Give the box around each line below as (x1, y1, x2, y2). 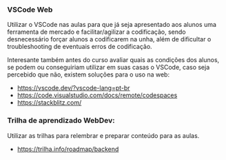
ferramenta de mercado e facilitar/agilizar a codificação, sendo (7, 28, 186, 36)
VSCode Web (7, 5, 53, 14)
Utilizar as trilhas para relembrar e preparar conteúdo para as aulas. (7, 131, 200, 139)
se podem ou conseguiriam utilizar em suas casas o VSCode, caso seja (7, 63, 210, 72)
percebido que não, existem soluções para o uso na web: (7, 70, 170, 79)
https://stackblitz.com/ (17, 99, 82, 107)
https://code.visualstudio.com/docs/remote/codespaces (17, 91, 178, 99)
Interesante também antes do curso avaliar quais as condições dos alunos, (7, 56, 220, 64)
